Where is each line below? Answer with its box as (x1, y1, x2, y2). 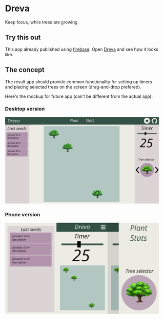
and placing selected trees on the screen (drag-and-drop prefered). (5, 84, 142, 90)
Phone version (5, 211, 41, 218)
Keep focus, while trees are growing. (5, 19, 79, 25)
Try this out (5, 33, 41, 42)
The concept (5, 66, 45, 74)
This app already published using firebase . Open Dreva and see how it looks (5, 46, 159, 52)
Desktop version (5, 106, 45, 113)
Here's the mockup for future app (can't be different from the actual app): (5, 93, 153, 99)
